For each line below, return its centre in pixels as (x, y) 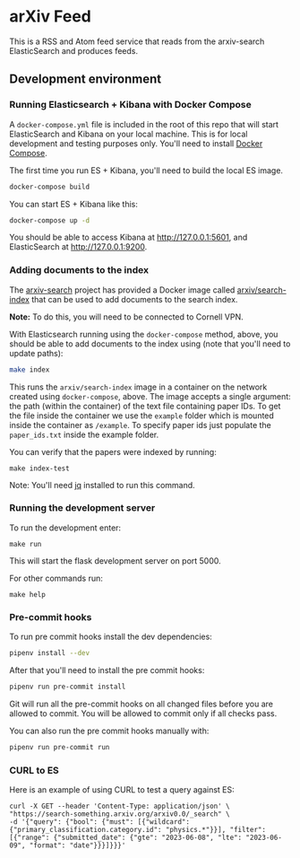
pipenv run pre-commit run (60, 747)
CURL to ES (34, 770)
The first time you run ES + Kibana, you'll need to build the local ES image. (146, 170)
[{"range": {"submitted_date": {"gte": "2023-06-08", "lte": (126, 838)
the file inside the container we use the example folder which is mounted (142, 416)
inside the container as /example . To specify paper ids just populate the (140, 425)
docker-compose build (50, 187)
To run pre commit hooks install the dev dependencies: (111, 637)
